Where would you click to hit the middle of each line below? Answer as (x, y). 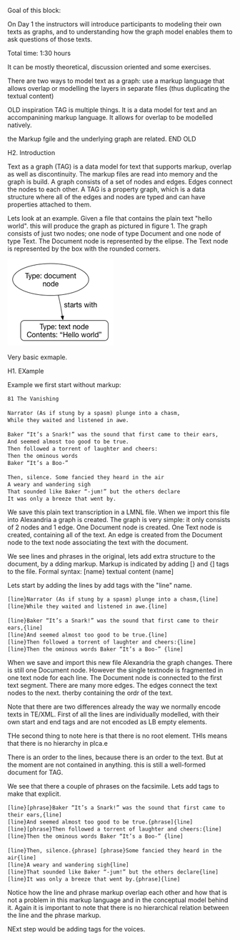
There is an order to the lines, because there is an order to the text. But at (115, 757)
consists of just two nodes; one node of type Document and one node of (114, 234)
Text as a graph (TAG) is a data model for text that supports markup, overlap (120, 166)
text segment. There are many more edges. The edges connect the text (112, 685)
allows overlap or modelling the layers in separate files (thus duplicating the (119, 88)
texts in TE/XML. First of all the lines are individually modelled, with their (114, 714)
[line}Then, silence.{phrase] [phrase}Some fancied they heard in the (115, 851)
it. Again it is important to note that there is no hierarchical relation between (118, 907)
